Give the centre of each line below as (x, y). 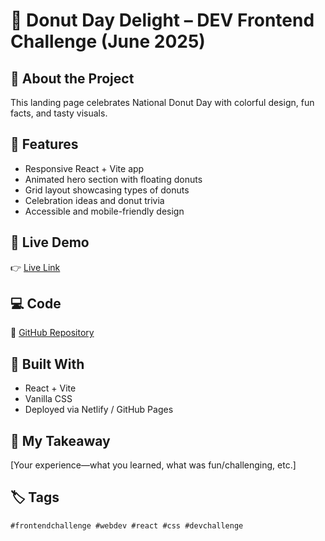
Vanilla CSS (48, 399)
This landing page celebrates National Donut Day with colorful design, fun (162, 102)
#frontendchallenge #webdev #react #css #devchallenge (127, 525)
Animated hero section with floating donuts (113, 179)
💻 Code (36, 304)
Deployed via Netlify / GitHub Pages (99, 410)
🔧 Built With (47, 364)
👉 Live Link (35, 267)
